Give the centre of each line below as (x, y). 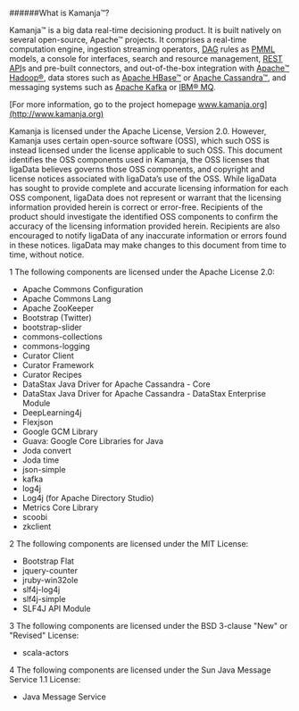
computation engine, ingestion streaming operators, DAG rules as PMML (142, 49)
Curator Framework (58, 365)
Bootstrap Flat (48, 561)
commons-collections (62, 337)
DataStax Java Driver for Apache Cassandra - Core (116, 384)
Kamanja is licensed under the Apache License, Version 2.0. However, (138, 131)
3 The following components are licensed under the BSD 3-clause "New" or (149, 626)
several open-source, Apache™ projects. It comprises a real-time (128, 40)
